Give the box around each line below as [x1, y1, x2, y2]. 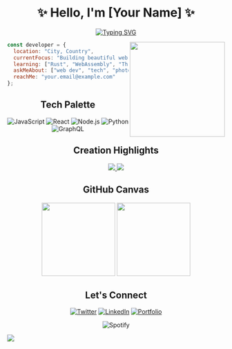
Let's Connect [85, 289, 147, 301]
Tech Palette [40, 99, 95, 111]
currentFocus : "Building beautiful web [13, 54, 128, 61]
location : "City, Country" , [13, 48, 95, 54]
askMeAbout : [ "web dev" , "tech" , [13, 67, 110, 74]
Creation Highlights [73, 145, 159, 157]
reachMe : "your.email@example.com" [13, 74, 116, 81]
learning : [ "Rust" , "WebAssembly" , [13, 61, 116, 68]
